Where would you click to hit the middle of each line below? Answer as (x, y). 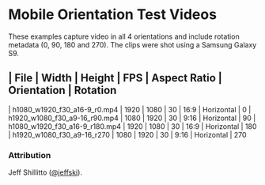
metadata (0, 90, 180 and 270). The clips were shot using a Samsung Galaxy (132, 44)
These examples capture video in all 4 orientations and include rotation (124, 36)
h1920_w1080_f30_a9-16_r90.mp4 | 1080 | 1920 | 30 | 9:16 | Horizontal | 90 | (132, 118)
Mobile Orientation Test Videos (113, 15)
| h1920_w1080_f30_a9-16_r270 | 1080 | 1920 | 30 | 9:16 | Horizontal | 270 (127, 134)
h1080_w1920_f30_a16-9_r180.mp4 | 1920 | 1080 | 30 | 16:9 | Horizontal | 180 (132, 126)
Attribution (30, 155)
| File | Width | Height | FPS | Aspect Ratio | (115, 78)
